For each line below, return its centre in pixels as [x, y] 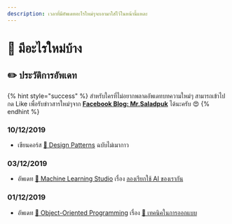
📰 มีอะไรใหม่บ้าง [45, 48]
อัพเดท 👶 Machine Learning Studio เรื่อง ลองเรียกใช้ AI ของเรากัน [100, 178]
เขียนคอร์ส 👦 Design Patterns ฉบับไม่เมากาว [73, 145]
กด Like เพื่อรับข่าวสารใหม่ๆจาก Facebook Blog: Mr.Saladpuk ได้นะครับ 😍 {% [109, 104]
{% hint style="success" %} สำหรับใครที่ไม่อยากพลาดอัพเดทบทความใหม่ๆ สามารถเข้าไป [116, 96]
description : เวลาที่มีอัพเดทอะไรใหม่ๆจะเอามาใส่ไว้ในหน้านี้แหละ [77, 14]
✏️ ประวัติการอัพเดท [42, 75]
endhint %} [23, 111]
